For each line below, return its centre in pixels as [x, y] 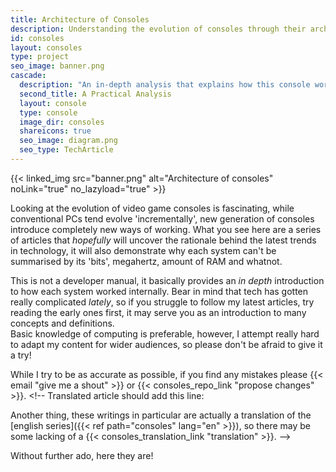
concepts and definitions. [62, 323]
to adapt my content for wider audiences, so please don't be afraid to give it [166, 344]
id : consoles [37, 38]
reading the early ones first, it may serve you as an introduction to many [158, 312]
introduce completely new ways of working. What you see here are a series [166, 229]
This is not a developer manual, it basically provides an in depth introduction [167, 280]
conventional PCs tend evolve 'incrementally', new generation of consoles [162, 218]
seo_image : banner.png [57, 66]
